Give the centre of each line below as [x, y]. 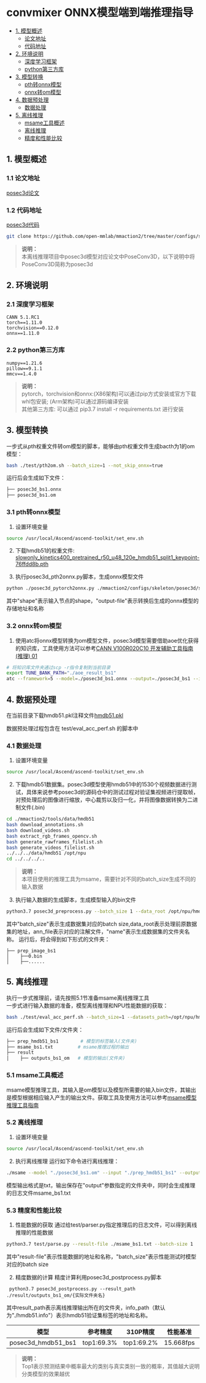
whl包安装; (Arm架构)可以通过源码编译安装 [75, 401]
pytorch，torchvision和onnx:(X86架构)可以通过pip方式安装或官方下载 [109, 394]
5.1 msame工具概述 [35, 1075]
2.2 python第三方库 [36, 350]
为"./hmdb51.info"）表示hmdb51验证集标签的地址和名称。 [79, 1315]
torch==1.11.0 [25, 323]
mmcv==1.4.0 [21, 374]
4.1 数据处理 [24, 746]
